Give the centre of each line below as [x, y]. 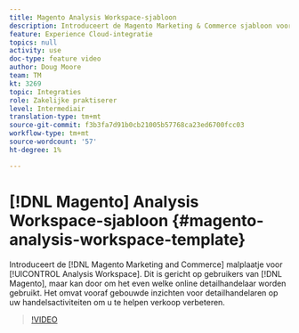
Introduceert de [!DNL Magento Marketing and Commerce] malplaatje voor [146, 264]
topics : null [33, 42]
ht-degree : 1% [36, 150]
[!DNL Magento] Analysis [104, 202]
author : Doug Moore [45, 68]
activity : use [36, 51]
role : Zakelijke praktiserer [63, 100]
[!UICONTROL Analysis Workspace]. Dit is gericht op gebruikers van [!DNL [146, 273]
